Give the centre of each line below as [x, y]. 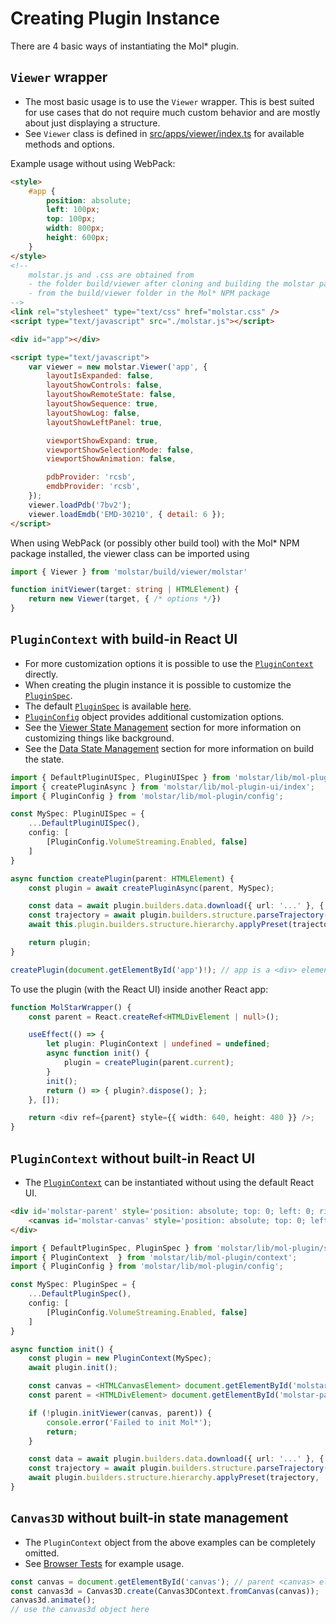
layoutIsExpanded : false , [100, 376]
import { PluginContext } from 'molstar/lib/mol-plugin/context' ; [154, 1257]
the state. [44, 759]
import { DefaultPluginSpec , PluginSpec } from [111, 1248]
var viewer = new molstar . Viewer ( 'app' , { [118, 367]
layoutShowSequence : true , [102, 404]
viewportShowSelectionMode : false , [120, 450]
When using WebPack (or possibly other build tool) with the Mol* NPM [155, 543]
